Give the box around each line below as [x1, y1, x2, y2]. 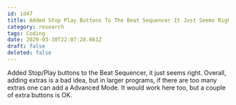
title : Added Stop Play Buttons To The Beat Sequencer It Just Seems [7, 17, 216, 24]
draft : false [7, 43, 46, 50]
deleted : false [7, 50, 52, 57]
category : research [7, 23, 65, 30]
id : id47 [7, 10, 33, 17]
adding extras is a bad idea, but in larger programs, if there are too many [7, 76, 218, 84]
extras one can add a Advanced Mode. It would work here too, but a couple [7, 83, 226, 92]
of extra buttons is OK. [7, 90, 72, 99]
